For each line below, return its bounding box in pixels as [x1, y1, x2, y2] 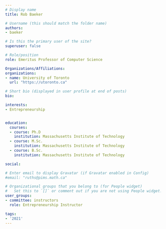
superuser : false [5, 44, 41, 49]
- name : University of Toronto [5, 75, 70, 80]
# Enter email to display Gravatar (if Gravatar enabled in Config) [5, 171, 149, 175]
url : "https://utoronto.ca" [9, 80, 68, 85]
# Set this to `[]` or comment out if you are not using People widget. [5, 189, 163, 194]
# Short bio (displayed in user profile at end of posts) [5, 89, 127, 94]
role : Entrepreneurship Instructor [9, 202, 83, 207]
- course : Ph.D [9, 129, 41, 134]
